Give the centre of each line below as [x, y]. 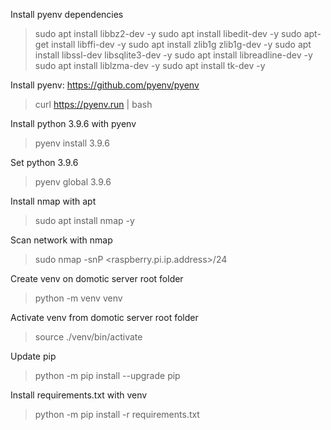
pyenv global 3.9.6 [73, 182]
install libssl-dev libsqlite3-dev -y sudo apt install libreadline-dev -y [173, 55]
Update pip [33, 356]
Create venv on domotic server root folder [97, 278]
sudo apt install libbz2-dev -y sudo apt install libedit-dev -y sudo [168, 33]
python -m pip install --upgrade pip [107, 375]
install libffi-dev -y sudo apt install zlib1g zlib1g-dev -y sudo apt [181, 44]
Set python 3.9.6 [44, 162]
